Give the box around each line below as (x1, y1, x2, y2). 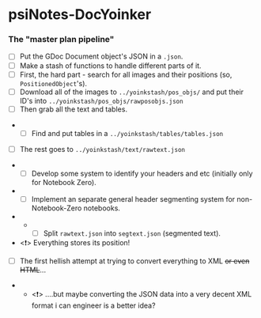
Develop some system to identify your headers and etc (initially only (31, 168, 253, 178)
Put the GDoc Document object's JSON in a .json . (19, 51, 183, 61)
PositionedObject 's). (19, 78, 88, 88)
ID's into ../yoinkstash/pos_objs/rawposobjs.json (19, 96, 183, 105)
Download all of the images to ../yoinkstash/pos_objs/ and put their (19, 87, 244, 97)
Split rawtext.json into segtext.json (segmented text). (43, 229, 221, 238)
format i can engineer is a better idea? (31, 301, 156, 310)
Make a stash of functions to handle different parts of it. (19, 61, 202, 70)
